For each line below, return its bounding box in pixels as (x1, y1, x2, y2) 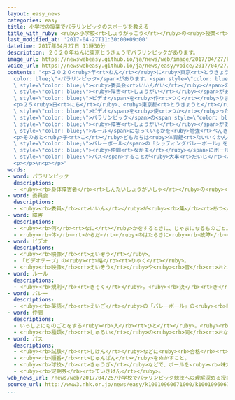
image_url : (7, 56, 39, 63)
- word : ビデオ (7, 238, 48, 245)
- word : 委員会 (7, 192, 48, 199)
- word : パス (7, 335, 43, 343)
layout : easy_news (7, 10, 61, 17)
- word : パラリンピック (7, 173, 69, 180)
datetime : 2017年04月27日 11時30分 (7, 43, 106, 50)
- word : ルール (7, 270, 48, 277)
